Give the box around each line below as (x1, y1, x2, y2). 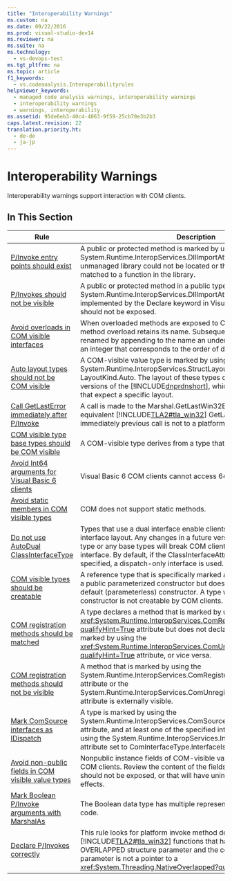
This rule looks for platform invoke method (80, 828, 217, 837)
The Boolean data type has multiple (80, 799, 195, 808)
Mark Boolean (10, 790, 57, 800)
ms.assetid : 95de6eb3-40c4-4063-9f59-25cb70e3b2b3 (7, 113, 156, 120)
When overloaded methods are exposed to (80, 318, 219, 327)
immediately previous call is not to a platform (80, 418, 226, 428)
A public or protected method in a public (80, 281, 211, 291)
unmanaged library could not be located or (80, 261, 219, 271)
